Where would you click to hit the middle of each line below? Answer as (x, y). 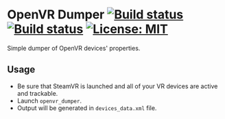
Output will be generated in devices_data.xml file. (87, 108)
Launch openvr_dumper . (49, 101)
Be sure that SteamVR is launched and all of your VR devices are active (117, 86)
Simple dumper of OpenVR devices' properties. (74, 48)
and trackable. (37, 93)
